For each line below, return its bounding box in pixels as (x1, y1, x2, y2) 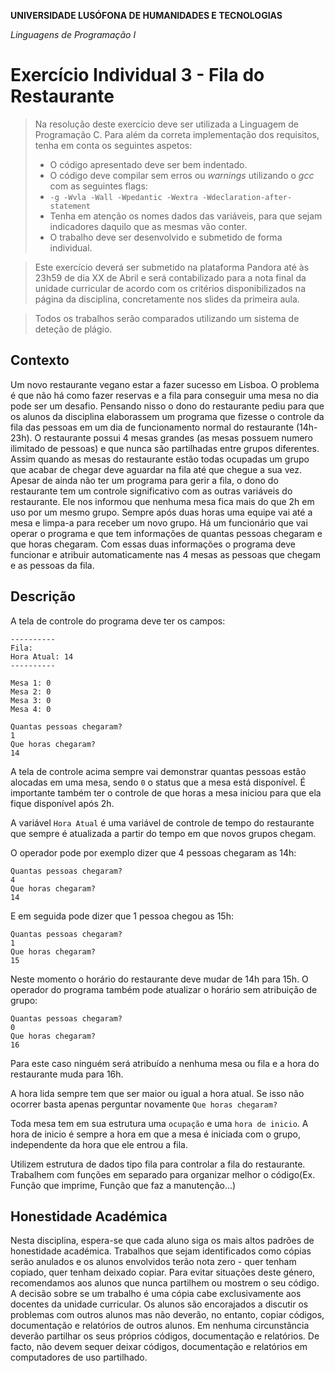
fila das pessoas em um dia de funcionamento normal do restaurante (10, 421, 295, 433)
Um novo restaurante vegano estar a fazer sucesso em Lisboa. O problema (10, 378, 320, 390)
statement (49, 201, 92, 211)
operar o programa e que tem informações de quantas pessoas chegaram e (10, 527, 323, 539)
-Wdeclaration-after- (201, 192, 293, 202)
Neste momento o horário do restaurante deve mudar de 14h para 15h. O (10, 973, 309, 985)
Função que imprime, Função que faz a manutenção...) (10, 1179, 237, 1191)
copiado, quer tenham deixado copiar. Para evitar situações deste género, (10, 1266, 316, 1279)
